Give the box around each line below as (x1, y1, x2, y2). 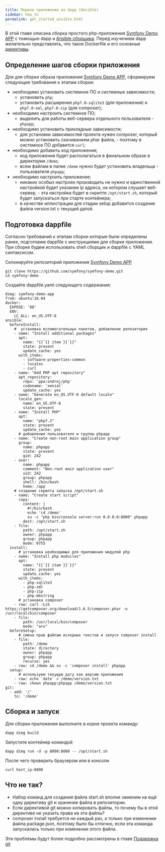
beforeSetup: (9, 628, 37, 633)
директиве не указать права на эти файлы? (12, 810, 105, 816)
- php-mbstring (23, 593, 55, 598)
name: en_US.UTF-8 (23, 401, 61, 406)
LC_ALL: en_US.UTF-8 (14, 313, 57, 318)
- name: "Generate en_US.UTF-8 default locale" (14, 392, 114, 397)
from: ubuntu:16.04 (5, 296, 46, 301)
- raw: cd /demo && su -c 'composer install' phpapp (14, 663, 126, 668)
